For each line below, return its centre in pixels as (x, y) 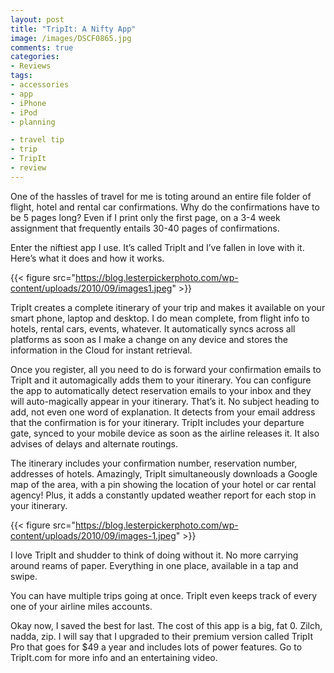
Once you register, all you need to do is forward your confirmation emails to (166, 369)
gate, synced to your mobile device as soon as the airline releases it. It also (165, 433)
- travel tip (37, 140)
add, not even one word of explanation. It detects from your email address (163, 412)
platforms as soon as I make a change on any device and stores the (149, 339)
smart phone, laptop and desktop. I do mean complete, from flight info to (160, 318)
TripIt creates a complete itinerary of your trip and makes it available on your (168, 307)
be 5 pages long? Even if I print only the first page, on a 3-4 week (145, 217)
